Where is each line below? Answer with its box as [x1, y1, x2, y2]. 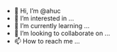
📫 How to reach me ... [13, 37, 80, 45]
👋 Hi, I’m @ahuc [13, 7, 61, 15]
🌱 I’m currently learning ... [13, 22, 90, 30]
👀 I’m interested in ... [13, 14, 74, 22]
